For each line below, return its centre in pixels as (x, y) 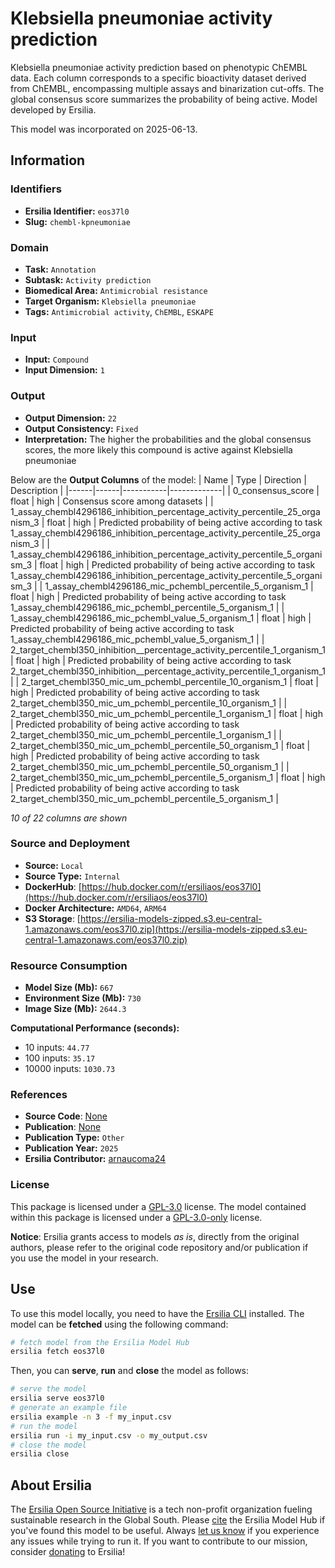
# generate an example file (69, 1408)
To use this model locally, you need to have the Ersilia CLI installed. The (157, 1313)
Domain (29, 247)
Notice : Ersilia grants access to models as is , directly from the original (155, 1236)
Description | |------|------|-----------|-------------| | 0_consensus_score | (165, 490)
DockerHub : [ (53, 886)
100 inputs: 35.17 (60, 1058)
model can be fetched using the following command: (119, 1324)
